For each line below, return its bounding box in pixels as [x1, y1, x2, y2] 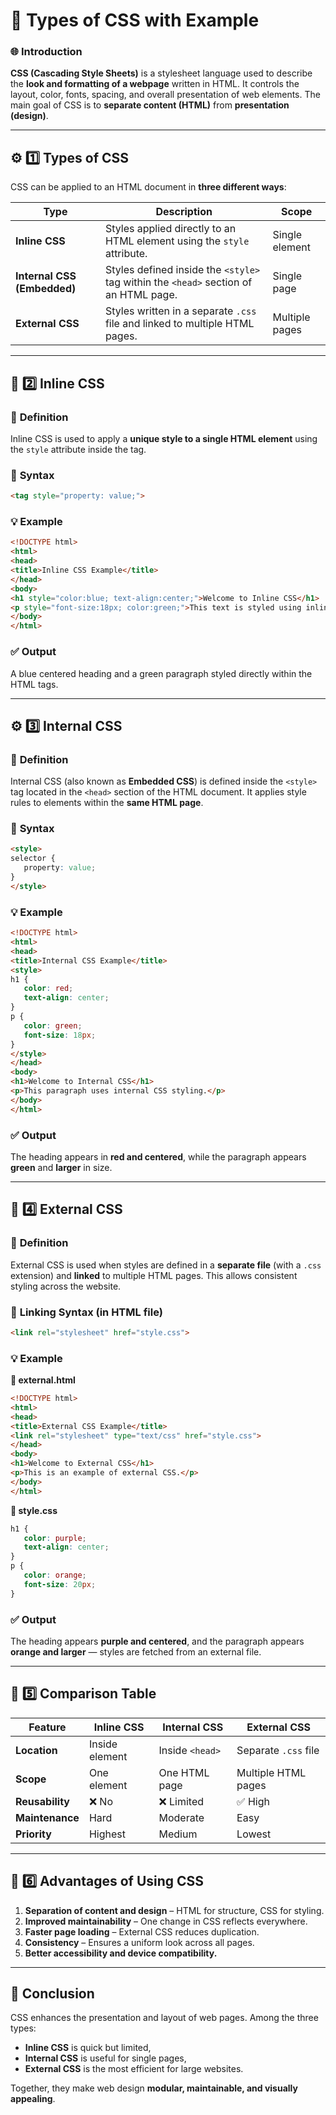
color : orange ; [23, 1570, 87, 1581]
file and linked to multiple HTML [104, 317, 255, 331]
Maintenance [15, 1810, 80, 1824]
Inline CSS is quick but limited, [24, 2042, 152, 2054]
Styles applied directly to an [104, 222, 237, 236]
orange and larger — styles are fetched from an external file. [10, 1646, 262, 1658]
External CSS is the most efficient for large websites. [24, 2063, 244, 2075]
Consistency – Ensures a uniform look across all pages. [24, 1936, 255, 1948]
